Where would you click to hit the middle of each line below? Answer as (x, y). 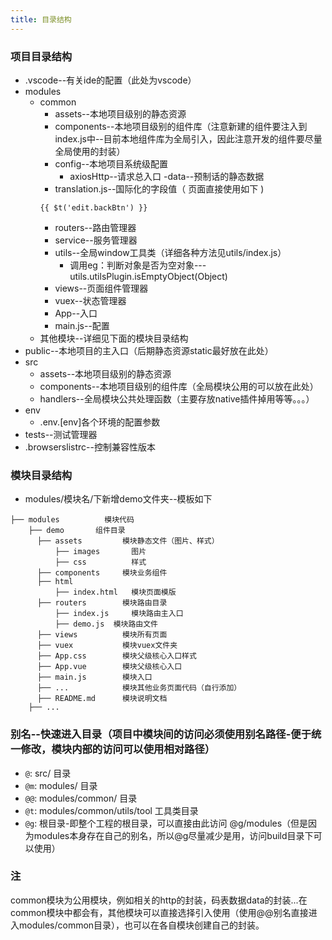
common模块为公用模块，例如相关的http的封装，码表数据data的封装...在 (159, 900)
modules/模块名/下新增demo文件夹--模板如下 (118, 499)
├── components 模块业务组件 (102, 573)
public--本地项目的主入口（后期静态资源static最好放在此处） (149, 350)
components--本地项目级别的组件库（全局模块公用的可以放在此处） (179, 386)
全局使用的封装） (90, 151)
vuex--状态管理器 (90, 300)
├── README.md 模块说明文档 (102, 699)
